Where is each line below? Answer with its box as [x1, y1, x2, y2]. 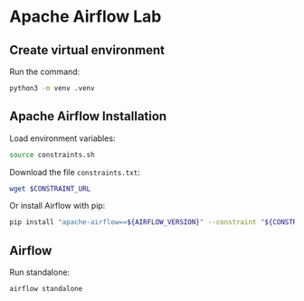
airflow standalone [9, 285, 83, 294]
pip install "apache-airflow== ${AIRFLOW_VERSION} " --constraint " [9, 218, 265, 227]
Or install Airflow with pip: [9, 201, 106, 212]
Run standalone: [9, 267, 71, 277]
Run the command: [9, 66, 81, 77]
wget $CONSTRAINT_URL [9, 183, 91, 193]
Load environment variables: [9, 133, 116, 144]
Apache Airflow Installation [9, 108, 167, 124]
